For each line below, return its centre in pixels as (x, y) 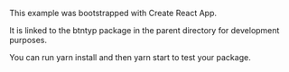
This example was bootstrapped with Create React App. (113, 13)
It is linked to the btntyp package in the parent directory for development (144, 30)
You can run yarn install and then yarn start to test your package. (130, 57)
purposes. (28, 40)
